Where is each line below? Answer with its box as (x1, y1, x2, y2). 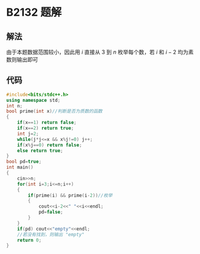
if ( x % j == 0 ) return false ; (17, 142, 83, 148)
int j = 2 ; (17, 131, 39, 137)
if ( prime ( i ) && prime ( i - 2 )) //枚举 (28, 192, 113, 199)
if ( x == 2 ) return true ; (17, 125, 74, 131)
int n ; (6, 103, 23, 109)
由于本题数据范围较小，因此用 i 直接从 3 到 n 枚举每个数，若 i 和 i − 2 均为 (6, 49, 189, 55)
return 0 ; (17, 237, 42, 243)
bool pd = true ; (6, 159, 42, 165)
